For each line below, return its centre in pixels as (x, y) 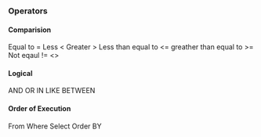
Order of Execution (40, 108)
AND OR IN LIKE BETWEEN (52, 91)
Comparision (30, 30)
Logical (20, 73)
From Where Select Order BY (55, 126)
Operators (28, 11)
